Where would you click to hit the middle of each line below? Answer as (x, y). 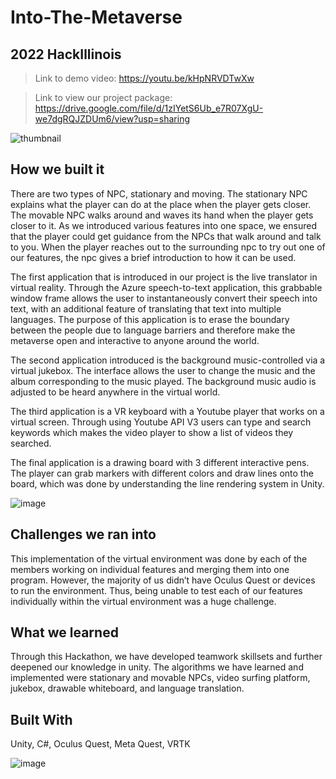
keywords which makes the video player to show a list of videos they (152, 432)
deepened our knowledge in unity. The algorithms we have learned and (157, 667)
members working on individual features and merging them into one (150, 569)
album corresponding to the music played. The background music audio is (163, 381)
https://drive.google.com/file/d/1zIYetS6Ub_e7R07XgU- (149, 108)
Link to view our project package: (103, 97)
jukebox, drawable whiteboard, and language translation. (127, 688)
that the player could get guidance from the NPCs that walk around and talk (166, 236)
